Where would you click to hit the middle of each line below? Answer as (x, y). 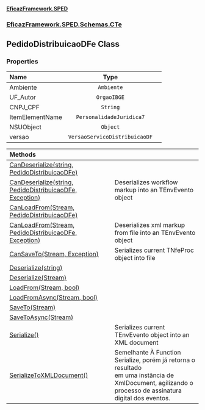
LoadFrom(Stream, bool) (45, 288)
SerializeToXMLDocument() (49, 375)
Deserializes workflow (146, 182)
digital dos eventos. (142, 398)
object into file (135, 258)
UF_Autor (23, 98)
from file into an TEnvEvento (155, 233)
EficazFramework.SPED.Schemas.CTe (64, 24)
